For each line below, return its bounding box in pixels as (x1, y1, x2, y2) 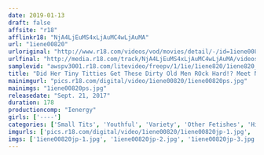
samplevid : (8, 63, 44, 70)
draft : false (8, 19, 51, 27)
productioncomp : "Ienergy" (8, 106, 97, 114)
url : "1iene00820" (8, 41, 68, 49)
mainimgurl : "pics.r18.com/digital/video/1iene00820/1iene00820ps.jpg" (8, 77, 247, 85)
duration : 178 (8, 99, 55, 106)
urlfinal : (8, 56, 41, 63)
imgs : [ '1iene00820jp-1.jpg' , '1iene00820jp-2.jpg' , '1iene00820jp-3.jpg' (8, 135, 258, 143)
